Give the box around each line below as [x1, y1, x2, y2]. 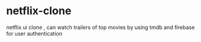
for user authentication [6, 30, 63, 37]
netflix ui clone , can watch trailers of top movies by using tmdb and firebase [6, 24, 195, 31]
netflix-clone [6, 4, 72, 18]
